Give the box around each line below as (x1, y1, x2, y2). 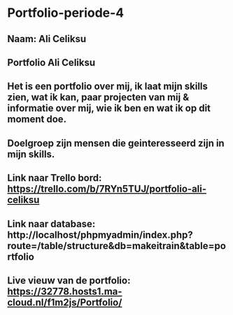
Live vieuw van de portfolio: (7, 274, 131, 286)
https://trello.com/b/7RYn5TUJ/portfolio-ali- (7, 183, 207, 195)
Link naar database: (7, 217, 96, 229)
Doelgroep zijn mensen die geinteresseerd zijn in (7, 137, 225, 149)
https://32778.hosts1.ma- (7, 286, 122, 297)
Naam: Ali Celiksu (7, 33, 87, 45)
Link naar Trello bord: (7, 172, 102, 184)
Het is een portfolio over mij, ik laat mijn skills (7, 81, 209, 93)
